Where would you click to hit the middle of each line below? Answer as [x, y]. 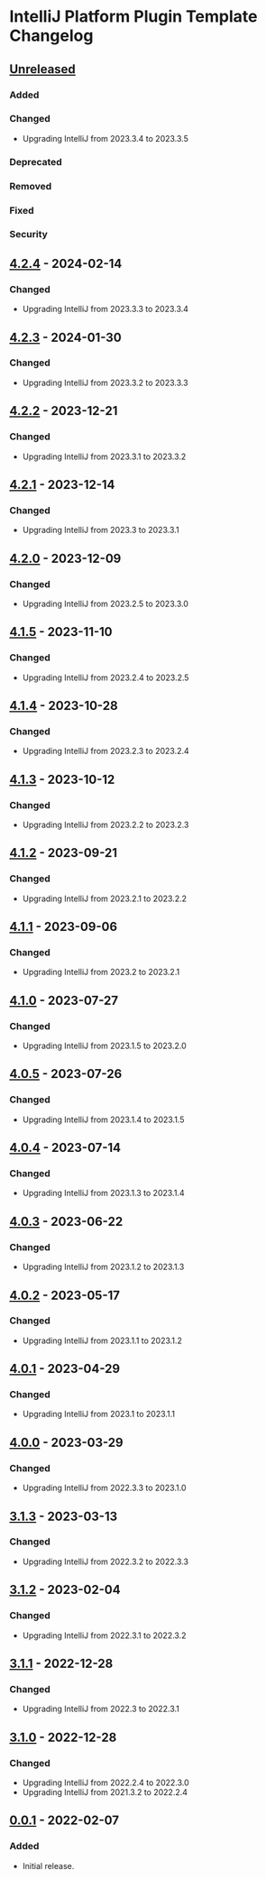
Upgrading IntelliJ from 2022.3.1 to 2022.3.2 [104, 1635]
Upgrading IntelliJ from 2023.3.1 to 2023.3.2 [104, 456]
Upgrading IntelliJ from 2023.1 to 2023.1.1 [99, 1414]
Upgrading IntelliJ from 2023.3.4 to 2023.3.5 [105, 138]
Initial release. [48, 1865]
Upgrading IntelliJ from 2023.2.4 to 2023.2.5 [105, 677]
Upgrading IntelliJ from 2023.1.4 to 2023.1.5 [103, 1119]
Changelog [51, 36]
